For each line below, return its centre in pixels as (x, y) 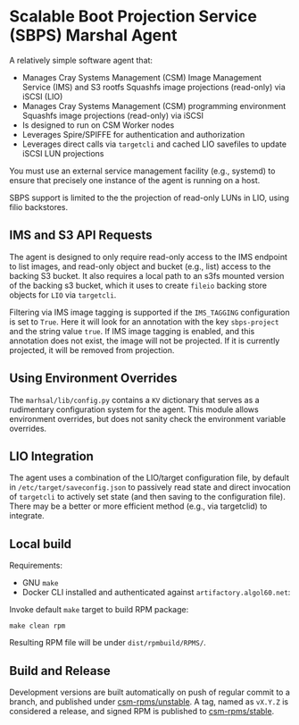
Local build (41, 544)
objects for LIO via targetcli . (63, 295)
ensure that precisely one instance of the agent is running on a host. (135, 180)
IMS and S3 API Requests (81, 236)
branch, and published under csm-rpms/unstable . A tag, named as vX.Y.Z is (149, 702)
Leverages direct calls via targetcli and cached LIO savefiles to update (154, 144)
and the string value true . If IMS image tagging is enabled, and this (132, 331)
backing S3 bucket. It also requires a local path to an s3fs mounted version (147, 275)
